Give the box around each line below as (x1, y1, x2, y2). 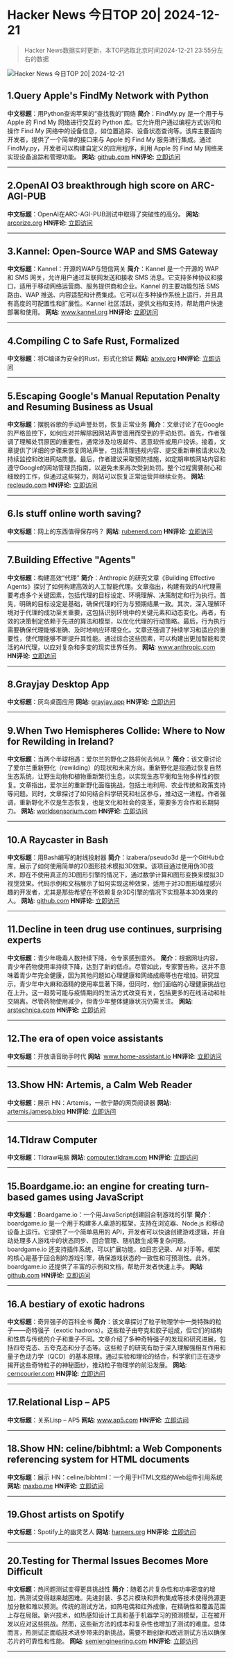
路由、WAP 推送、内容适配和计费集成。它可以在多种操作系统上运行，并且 (7, 291, 217, 299)
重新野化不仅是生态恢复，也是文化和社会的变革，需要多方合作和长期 (19, 798, 214, 807)
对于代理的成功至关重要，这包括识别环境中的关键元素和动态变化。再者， (12, 608, 220, 617)
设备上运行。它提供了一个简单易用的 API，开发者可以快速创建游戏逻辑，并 (7, 1228, 220, 1236)
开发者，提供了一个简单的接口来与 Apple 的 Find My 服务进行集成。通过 (7, 135, 212, 144)
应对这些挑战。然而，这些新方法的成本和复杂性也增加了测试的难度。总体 (19, 1619, 226, 1628)
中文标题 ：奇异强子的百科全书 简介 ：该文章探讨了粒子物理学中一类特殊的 (7, 1317, 216, 1325)
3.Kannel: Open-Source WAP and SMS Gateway (7, 245, 218, 257)
